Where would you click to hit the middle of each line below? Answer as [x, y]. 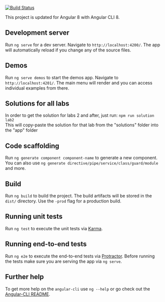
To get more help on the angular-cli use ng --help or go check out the [78, 289]
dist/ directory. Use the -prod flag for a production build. [63, 201]
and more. [16, 168]
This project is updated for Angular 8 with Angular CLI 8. [62, 17]
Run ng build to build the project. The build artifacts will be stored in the [79, 196]
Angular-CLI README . [28, 294]
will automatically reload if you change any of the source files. [68, 50]
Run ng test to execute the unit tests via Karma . [54, 228]
